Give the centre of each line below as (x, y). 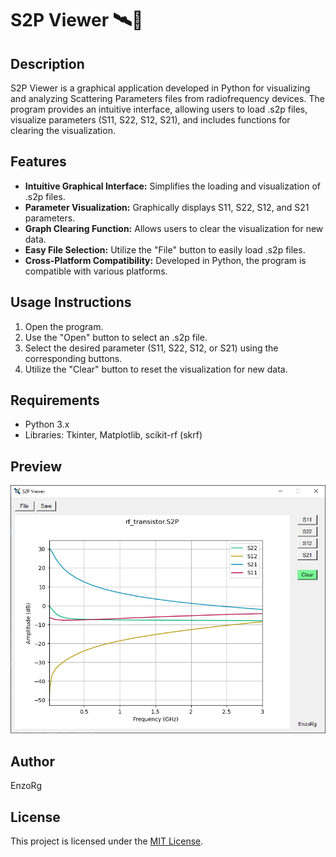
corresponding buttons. (73, 358)
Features (38, 162)
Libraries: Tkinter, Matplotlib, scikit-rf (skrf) (113, 435)
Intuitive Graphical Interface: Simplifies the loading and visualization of (172, 186)
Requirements (55, 400)
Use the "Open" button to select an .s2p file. (116, 337)
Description (47, 63)
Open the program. (64, 326)
